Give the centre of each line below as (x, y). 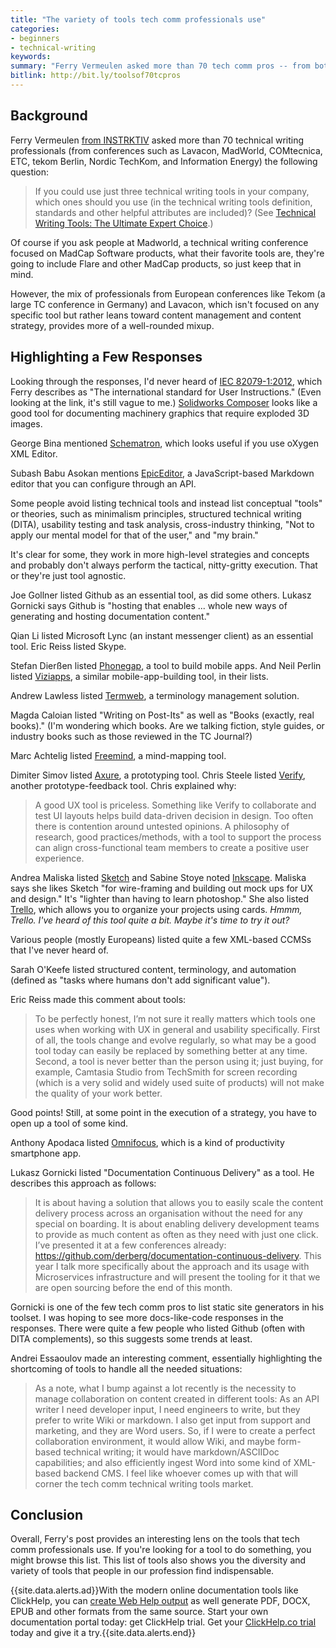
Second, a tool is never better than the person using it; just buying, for (179, 1061)
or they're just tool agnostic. (68, 575)
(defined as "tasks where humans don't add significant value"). (140, 980)
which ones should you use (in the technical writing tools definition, (173, 202)
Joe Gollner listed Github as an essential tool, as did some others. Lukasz (161, 595)
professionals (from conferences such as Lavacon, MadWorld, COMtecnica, (166, 150)
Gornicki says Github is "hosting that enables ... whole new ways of (149, 605)
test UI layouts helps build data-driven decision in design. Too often (174, 815)
